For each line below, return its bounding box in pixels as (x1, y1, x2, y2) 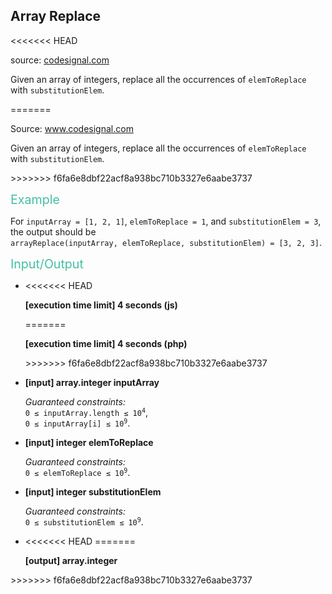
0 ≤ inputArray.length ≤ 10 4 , (24, 406, 148, 418)
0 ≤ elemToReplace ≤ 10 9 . (24, 466, 131, 478)
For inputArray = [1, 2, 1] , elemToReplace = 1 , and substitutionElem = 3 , (10, 215, 322, 227)
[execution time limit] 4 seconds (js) (24, 299, 178, 311)
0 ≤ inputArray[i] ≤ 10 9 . (24, 417, 131, 429)
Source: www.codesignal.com (10, 122, 134, 134)
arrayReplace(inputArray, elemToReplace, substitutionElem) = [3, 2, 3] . (10, 236, 323, 248)
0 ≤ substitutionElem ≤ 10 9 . (24, 515, 144, 528)
